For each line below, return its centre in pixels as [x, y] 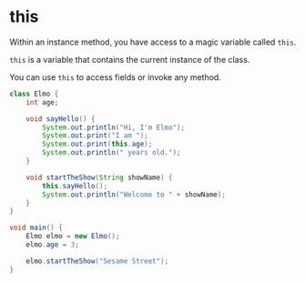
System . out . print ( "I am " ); [95, 136]
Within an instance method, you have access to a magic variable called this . [153, 42]
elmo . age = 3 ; [52, 245]
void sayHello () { [61, 119]
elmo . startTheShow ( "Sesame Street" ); [97, 261]
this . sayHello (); [75, 186]
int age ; [42, 102]
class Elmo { [34, 94]
